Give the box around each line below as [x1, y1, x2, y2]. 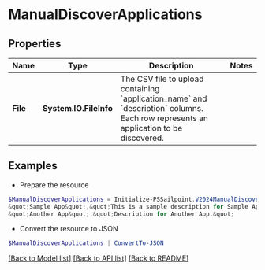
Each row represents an [120, 113, 209, 124]
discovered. [120, 132, 164, 143]
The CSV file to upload [120, 73, 204, 84]
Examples [8, 159, 58, 172]
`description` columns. [120, 103, 203, 113]
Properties [8, 37, 62, 50]
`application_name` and [120, 93, 207, 104]
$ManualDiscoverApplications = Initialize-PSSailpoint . [8, 195, 196, 203]
